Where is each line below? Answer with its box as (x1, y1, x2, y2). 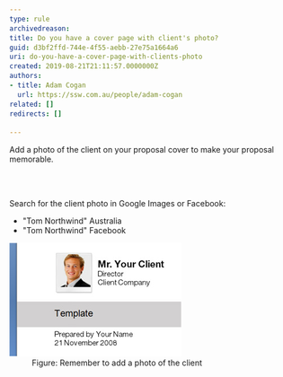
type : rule (9, 14, 50, 23)
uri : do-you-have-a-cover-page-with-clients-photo (9, 52, 203, 62)
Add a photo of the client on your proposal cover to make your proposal (9, 145, 274, 155)
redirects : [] (9, 109, 63, 118)
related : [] (9, 100, 54, 109)
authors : (9, 72, 42, 81)
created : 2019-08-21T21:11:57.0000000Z (9, 62, 159, 71)
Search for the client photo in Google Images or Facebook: (9, 198, 226, 209)
